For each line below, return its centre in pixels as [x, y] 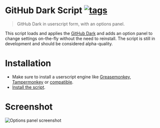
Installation [28, 64]
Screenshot [29, 107]
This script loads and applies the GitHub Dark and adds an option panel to [79, 33]
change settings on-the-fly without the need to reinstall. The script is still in [80, 38]
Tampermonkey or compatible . [43, 82]
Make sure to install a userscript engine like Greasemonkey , [72, 77]
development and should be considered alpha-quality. [59, 43]
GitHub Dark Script [44, 10]
